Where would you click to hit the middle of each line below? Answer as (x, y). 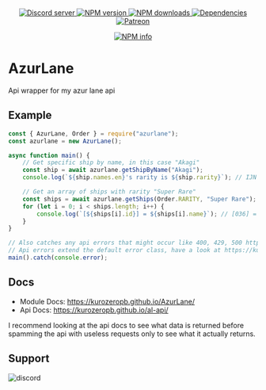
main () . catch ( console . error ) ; (58, 258)
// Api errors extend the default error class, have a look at (115, 250)
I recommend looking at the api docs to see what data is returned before (126, 325)
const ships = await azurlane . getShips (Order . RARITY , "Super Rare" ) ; (140, 199)
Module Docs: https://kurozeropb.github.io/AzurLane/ (107, 301)
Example (30, 115)
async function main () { (49, 155)
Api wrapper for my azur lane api (62, 90)
